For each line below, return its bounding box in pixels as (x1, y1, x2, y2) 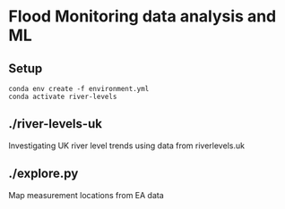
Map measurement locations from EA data (8, 189, 165, 200)
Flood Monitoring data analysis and (8, 6, 277, 27)
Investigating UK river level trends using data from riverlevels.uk (8, 140, 246, 151)
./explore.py (8, 166, 79, 181)
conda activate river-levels (8, 92, 117, 101)
